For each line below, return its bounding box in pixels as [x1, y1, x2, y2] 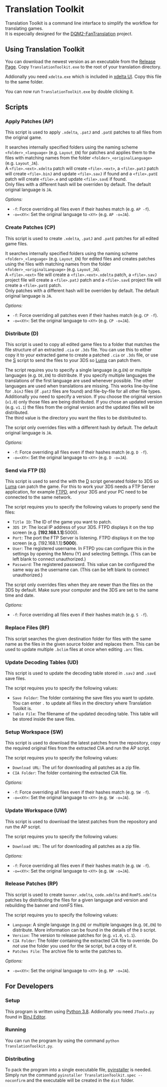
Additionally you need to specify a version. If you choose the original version [5, 393, 163, 399]
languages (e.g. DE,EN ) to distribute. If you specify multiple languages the [5, 372, 156, 378]
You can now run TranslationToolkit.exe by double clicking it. [5, 88, 134, 94]
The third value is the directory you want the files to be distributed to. [5, 415, 148, 421]
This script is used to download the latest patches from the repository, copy [5, 740, 161, 746]
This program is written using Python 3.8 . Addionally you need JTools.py [5, 1008, 155, 1014]
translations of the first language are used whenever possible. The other [5, 377, 154, 383]
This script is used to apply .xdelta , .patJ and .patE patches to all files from [5, 129, 162, 135]
